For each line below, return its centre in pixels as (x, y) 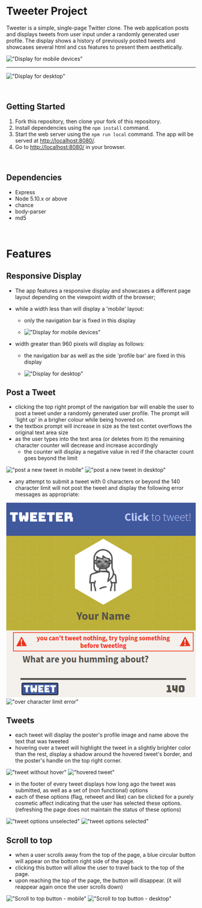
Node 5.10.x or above (41, 198)
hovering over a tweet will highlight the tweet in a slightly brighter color (103, 748)
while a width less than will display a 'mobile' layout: (79, 308)
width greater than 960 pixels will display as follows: (80, 344)
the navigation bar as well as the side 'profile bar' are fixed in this (105, 355)
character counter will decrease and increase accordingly (86, 445)
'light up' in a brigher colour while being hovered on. (80, 420)
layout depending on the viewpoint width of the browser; (85, 297)
